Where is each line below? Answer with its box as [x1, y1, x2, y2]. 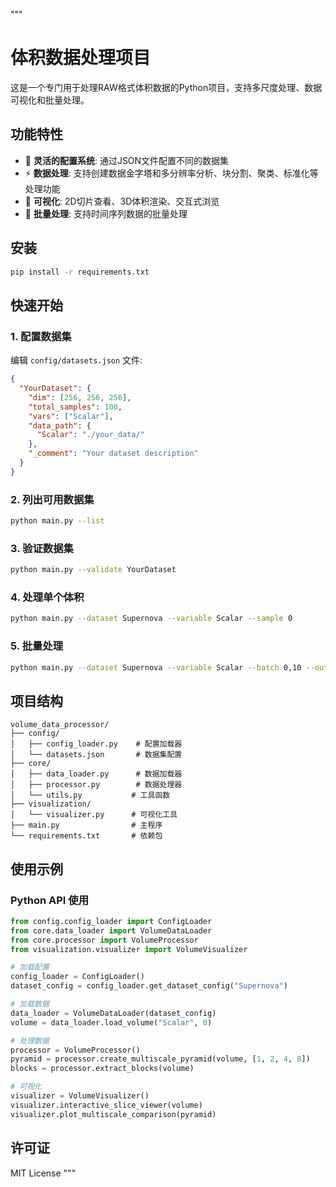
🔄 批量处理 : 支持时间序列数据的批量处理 [24, 207, 188, 219]
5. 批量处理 [10, 639, 64, 653]
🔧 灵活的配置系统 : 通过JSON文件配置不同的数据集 [24, 154, 230, 166]
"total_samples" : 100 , [28, 402, 123, 412]
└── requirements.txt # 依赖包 [10, 831, 163, 841]
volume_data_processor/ [10, 720, 110, 730]
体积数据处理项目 [10, 47, 152, 69]
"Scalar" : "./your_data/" [36, 430, 145, 440]
